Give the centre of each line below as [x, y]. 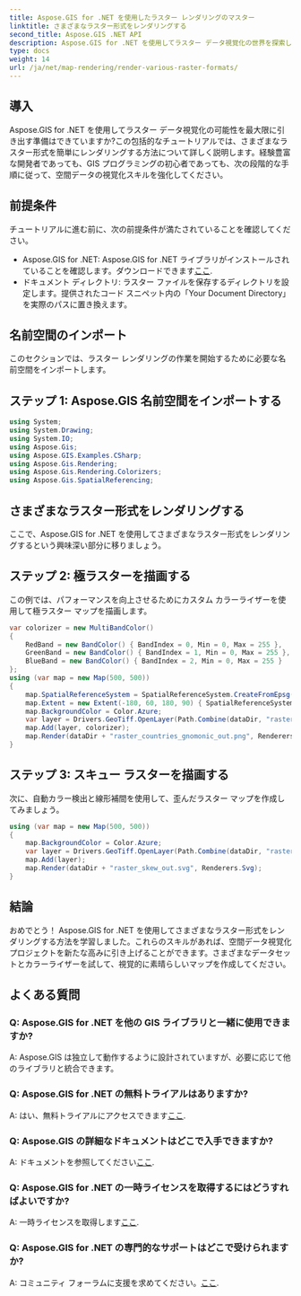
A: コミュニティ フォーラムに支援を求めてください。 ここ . [114, 1283]
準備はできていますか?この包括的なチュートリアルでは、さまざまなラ [160, 141]
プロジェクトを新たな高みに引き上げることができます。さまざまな [131, 952]
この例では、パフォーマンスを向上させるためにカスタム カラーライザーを [144, 599]
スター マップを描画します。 [100, 611]
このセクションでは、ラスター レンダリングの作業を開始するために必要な [144, 358]
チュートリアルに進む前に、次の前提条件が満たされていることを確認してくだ [150, 229]
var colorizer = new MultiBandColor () [82, 628]
